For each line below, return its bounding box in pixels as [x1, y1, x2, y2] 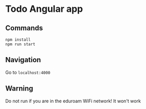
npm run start [5, 42, 36, 47]
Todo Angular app [5, 3, 84, 15]
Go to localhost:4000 [5, 69, 50, 75]
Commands [5, 24, 44, 32]
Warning [5, 84, 33, 93]
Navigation [5, 56, 41, 64]
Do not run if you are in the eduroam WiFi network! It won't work [5, 98, 141, 104]
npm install [5, 37, 31, 42]
